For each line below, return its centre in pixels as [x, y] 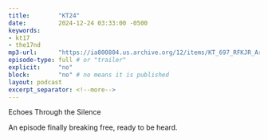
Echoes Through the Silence [55, 112]
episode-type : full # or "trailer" [67, 60]
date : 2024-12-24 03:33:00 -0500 [78, 23]
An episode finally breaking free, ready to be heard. [93, 127]
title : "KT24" [44, 16]
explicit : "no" [41, 68]
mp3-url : [23, 52]
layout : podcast [35, 82]
